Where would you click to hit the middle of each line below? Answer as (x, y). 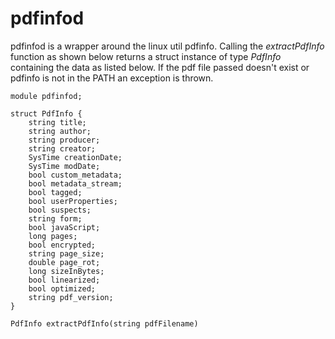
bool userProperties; (73, 201)
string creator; (62, 148)
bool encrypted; (62, 245)
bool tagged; (55, 192)
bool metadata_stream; (75, 183)
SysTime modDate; (64, 166)
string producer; (64, 140)
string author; (60, 131)
